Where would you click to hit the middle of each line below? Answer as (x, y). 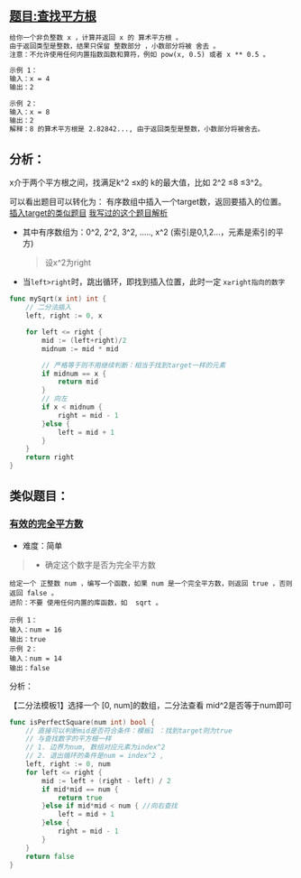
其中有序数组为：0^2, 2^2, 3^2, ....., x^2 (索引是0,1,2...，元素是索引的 (149, 232)
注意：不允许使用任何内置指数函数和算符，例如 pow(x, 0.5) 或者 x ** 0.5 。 (140, 54)
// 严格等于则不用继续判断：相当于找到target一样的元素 (134, 365)
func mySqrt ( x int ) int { (58, 299)
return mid (78, 382)
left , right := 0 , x (64, 316)
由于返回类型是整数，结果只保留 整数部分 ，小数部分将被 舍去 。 (115, 46)
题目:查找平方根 (53, 16)
